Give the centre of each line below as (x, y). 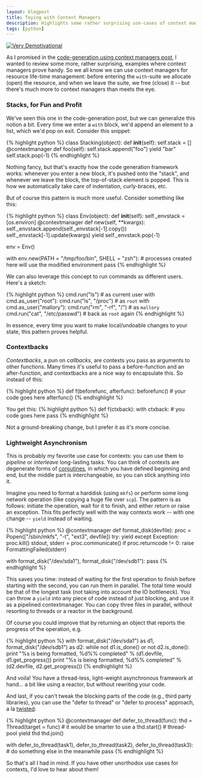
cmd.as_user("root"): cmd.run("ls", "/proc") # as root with (78, 301)
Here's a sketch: (26, 283)
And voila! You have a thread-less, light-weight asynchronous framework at (100, 678)
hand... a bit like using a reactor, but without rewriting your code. (86, 685)
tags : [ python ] (25, 29)
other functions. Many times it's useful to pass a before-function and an (95, 366)
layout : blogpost (28, 12)
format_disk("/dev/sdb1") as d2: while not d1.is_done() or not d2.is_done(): (98, 647)
